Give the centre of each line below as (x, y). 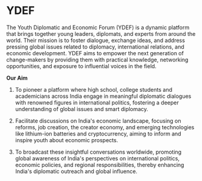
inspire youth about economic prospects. (67, 140)
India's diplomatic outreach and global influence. (76, 171)
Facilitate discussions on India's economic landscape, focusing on (98, 121)
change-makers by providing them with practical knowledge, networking (97, 60)
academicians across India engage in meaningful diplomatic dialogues (103, 96)
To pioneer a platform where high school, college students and (94, 89)
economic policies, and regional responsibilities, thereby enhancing (99, 165)
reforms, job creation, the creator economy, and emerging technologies (105, 127)
